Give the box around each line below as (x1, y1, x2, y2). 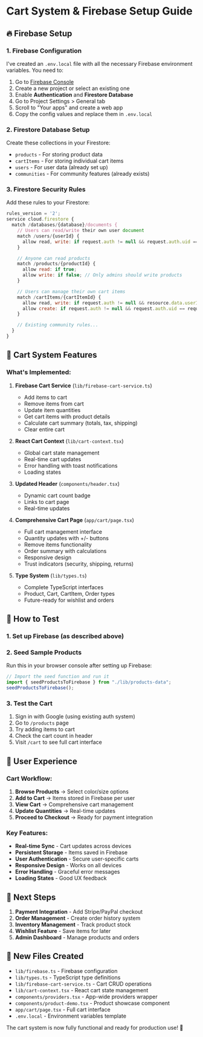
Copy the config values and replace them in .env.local (14, 110, 153, 117)
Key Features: (6, 829, 48, 837)
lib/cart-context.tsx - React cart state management (14, 986, 149, 993)
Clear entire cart (24, 425, 65, 433)
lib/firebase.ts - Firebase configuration (14, 967, 118, 974)
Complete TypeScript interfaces (24, 583, 104, 590)
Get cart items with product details (24, 413, 111, 420)
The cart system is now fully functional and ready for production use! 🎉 (6, 1024, 184, 1031)
